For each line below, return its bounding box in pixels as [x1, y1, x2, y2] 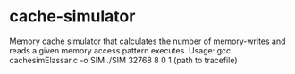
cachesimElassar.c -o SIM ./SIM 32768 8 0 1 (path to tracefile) [9, 54, 239, 65]
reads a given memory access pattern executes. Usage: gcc [9, 45, 231, 55]
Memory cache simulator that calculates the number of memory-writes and [9, 36, 286, 46]
